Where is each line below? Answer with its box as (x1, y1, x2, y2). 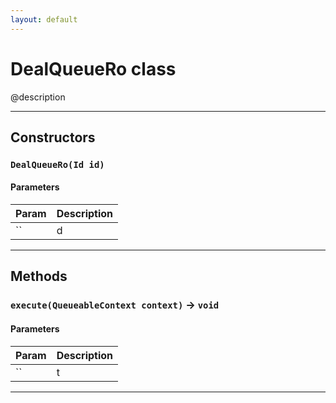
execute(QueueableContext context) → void (10, 298, 220, 312)
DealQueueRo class (10, 57, 177, 80)
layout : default (10, 14, 78, 25)
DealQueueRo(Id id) (10, 159, 105, 170)
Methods (10, 268, 68, 285)
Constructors (10, 129, 96, 146)
